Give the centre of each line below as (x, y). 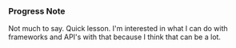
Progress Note (37, 11)
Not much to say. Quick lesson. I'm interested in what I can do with (118, 29)
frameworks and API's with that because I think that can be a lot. (115, 37)
